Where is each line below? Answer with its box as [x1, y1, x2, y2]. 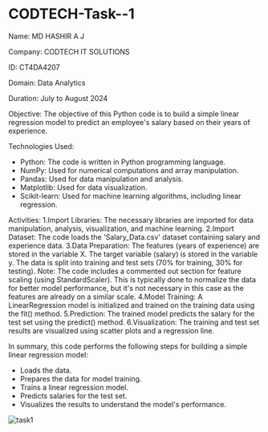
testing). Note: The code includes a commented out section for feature [8, 266, 242, 276]
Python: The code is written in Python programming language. [19, 157, 226, 167]
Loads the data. [19, 365, 72, 375]
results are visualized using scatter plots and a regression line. [8, 325, 215, 335]
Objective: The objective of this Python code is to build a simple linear [8, 109, 239, 119]
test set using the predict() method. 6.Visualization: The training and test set [8, 317, 260, 327]
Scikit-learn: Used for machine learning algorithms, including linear [19, 191, 242, 200]
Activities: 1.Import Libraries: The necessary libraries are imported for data [8, 215, 254, 224]
